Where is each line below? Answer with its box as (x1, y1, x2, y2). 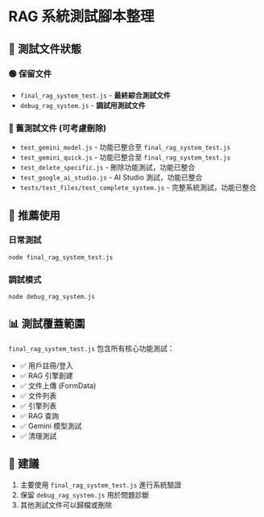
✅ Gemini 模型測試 (19, 420, 82, 431)
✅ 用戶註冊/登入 (19, 360, 74, 370)
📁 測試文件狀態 (8, 42, 82, 56)
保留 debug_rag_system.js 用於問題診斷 (19, 490, 150, 499)
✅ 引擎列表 (19, 400, 57, 411)
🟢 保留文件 (8, 68, 52, 79)
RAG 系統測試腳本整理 (8, 7, 155, 26)
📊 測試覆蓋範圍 (8, 317, 86, 331)
